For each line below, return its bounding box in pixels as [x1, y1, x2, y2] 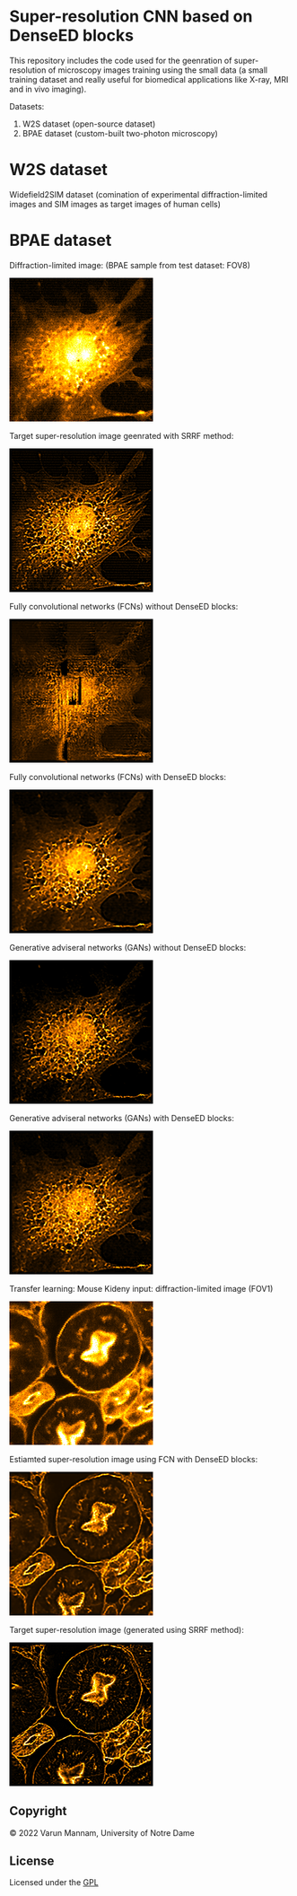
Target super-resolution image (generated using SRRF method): [9, 1624, 244, 1635]
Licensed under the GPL [9, 1877, 99, 1888]
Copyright [9, 1804, 67, 1819]
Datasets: [9, 101, 45, 111]
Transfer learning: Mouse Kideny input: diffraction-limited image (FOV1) [9, 1283, 274, 1294]
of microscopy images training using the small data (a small [48, 65, 267, 75]
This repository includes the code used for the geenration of [9, 55, 232, 66]
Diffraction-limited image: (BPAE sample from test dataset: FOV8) [9, 259, 251, 270]
